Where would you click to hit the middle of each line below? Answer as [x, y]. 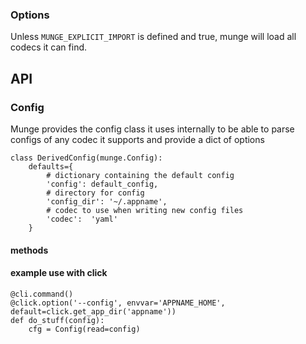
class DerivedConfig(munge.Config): [86, 158]
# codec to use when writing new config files [145, 210]
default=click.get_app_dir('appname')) [93, 311]
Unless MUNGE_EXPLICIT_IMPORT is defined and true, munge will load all [153, 37]
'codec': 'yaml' [82, 219]
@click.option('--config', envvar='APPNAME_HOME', [118, 303]
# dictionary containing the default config [140, 175]
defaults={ [51, 166]
